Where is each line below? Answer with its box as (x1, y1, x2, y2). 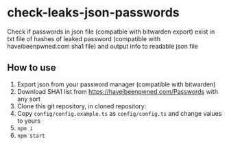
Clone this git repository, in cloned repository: (16, 101, 147, 110)
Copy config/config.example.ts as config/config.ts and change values (16, 109, 222, 117)
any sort (16, 95, 41, 103)
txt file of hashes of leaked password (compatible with (7, 34, 161, 42)
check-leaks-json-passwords (7, 5, 180, 21)
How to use (7, 62, 56, 73)
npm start (16, 132, 46, 139)
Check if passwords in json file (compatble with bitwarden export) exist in (7, 27, 215, 36)
